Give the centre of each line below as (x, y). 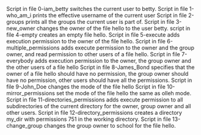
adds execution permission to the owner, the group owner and (113, 61)
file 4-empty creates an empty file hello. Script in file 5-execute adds (93, 35)
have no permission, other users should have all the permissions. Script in (99, 80)
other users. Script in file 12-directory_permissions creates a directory (94, 113)
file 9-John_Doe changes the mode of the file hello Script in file (86, 87)
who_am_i (19, 15)
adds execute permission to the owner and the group (127, 48)
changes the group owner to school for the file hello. (110, 126)
